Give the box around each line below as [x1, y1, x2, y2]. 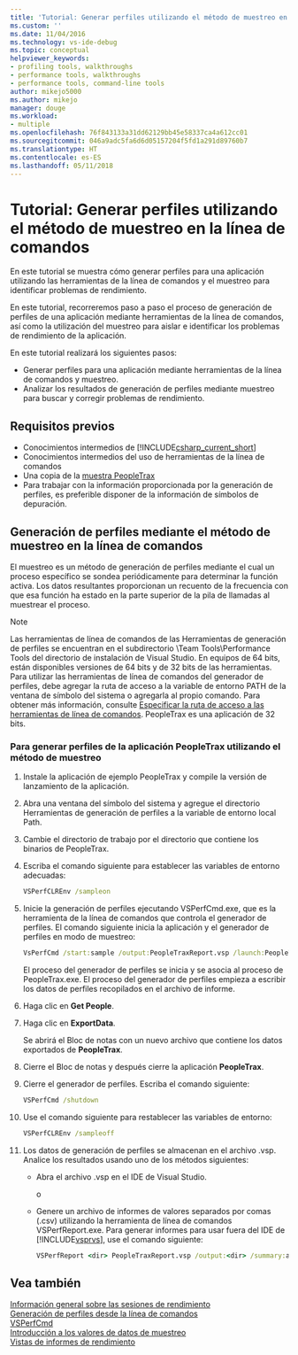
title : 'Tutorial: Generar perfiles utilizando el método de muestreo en [10, 12, 288, 22]
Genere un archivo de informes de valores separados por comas [35, 1205, 271, 1216]
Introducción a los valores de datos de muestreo [10, 1328, 187, 1338]
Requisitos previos [10, 418, 115, 434]
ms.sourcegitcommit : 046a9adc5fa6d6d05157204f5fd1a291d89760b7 [10, 136, 248, 145]
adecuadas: [22, 870, 66, 881]
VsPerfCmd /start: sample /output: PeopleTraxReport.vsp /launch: [22, 948, 265, 957]
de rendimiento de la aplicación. [10, 330, 127, 341]
